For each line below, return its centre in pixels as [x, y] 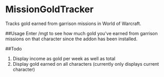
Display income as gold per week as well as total [64, 58]
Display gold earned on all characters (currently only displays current [86, 64]
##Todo [14, 48]
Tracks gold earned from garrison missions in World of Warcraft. [73, 23]
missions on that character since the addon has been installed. [71, 39]
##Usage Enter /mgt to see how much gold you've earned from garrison [81, 33]
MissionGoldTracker [49, 9]
